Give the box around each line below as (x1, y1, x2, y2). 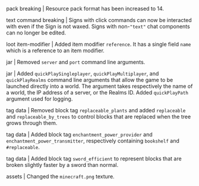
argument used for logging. (6, 95, 73, 102)
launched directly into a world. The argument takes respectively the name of (6, 83, 193, 90)
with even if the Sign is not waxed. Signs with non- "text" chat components (6, 23, 190, 30)
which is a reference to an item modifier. (6, 47, 105, 54)
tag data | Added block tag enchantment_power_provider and (6, 131, 153, 138)
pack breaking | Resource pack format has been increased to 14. (6, 5, 165, 12)
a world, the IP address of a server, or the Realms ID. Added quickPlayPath (6, 89, 189, 96)
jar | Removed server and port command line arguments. (6, 59, 146, 65)
